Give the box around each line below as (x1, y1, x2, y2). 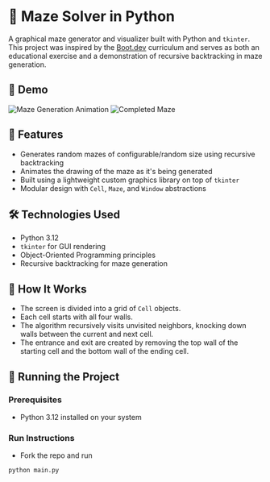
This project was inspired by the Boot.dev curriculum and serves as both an (8, 42, 260, 52)
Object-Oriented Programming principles (19, 250, 156, 260)
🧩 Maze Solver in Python (8, 7, 175, 26)
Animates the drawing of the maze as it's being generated (19, 166, 213, 176)
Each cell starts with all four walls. (19, 312, 133, 322)
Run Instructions (8, 432, 75, 443)
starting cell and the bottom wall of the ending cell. (19, 347, 189, 356)
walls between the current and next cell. (19, 330, 154, 339)
